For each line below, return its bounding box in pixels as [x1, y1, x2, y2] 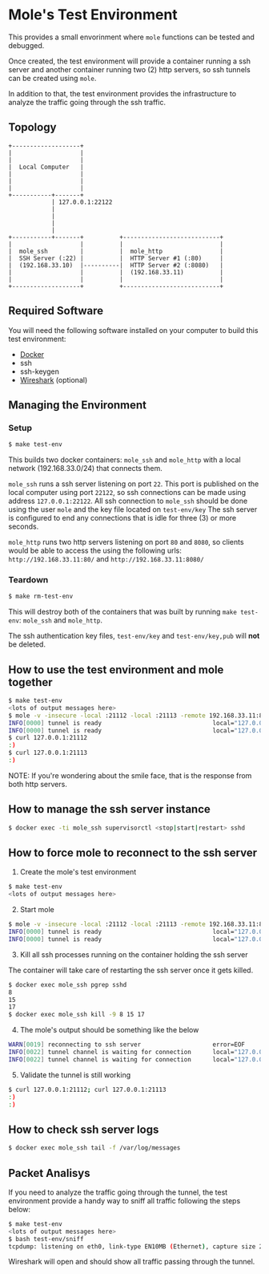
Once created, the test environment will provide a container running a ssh [8, 56, 251, 66]
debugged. [8, 40, 45, 50]
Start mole [19, 905, 54, 915]
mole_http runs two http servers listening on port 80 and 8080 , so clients [8, 538, 244, 547]
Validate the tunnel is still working [19, 1069, 131, 1080]
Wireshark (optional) [19, 375, 88, 384]
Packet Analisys [8, 1166, 90, 1180]
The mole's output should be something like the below [19, 1025, 199, 1035]
